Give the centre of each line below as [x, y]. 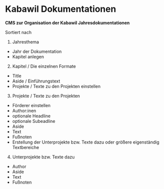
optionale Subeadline [34, 121]
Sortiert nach [18, 32]
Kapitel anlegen [28, 57]
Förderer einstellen [31, 105]
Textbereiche [26, 147]
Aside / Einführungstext [36, 81]
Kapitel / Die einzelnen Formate [44, 66]
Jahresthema [26, 42]
